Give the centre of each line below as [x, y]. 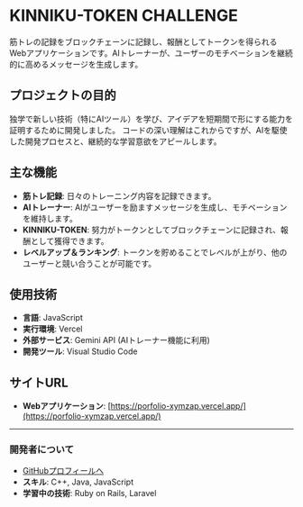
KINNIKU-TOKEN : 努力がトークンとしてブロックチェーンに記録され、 [151, 230]
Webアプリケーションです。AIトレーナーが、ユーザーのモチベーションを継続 [151, 53]
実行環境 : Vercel [52, 329]
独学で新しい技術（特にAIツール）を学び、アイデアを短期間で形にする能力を [151, 119]
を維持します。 [50, 218]
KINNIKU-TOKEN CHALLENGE [124, 16]
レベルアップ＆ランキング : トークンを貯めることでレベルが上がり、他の [155, 252]
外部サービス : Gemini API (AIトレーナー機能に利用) [116, 340]
